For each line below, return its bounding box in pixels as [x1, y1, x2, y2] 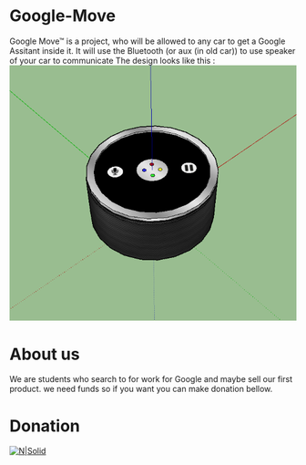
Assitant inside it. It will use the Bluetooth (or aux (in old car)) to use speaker [9, 45, 296, 56]
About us [9, 344, 80, 365]
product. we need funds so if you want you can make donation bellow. [9, 384, 273, 395]
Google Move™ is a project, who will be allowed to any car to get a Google [9, 36, 286, 46]
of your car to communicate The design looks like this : [9, 55, 216, 66]
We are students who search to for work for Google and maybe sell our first [9, 374, 293, 385]
